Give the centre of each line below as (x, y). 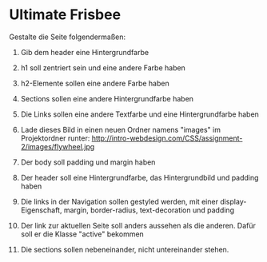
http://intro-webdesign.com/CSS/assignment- (167, 138)
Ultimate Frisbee (65, 15)
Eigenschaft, (41, 210)
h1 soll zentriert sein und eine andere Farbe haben (103, 67)
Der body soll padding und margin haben (88, 162)
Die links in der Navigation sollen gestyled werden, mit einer (120, 201)
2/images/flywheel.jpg (58, 146)
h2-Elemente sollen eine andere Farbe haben (95, 83)
